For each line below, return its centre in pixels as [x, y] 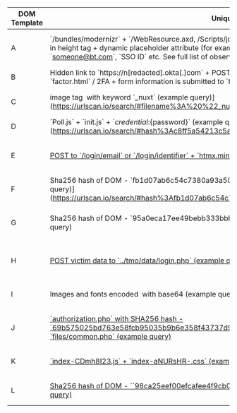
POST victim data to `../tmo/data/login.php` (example [137, 261]
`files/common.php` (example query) [110, 336]
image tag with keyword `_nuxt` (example [119, 97]
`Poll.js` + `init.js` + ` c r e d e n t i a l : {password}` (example [136, 122]
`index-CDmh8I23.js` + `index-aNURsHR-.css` [128, 361]
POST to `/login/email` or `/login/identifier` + [122, 156]
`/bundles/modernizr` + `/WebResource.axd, [123, 39]
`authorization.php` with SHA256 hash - [116, 319]
